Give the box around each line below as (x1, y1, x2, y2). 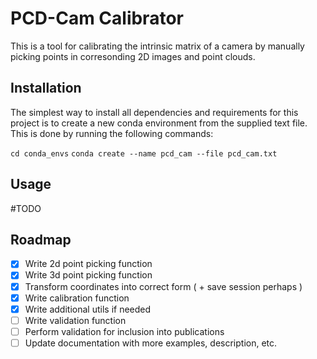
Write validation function (24, 314, 127, 326)
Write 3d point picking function (24, 269, 153, 281)
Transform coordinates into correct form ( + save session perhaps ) (24, 280, 303, 292)
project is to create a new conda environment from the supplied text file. (10, 117, 308, 129)
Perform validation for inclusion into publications (24, 325, 225, 337)
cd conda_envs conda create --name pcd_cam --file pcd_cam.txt (10, 148, 278, 159)
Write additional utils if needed (24, 303, 152, 315)
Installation (10, 80, 82, 97)
